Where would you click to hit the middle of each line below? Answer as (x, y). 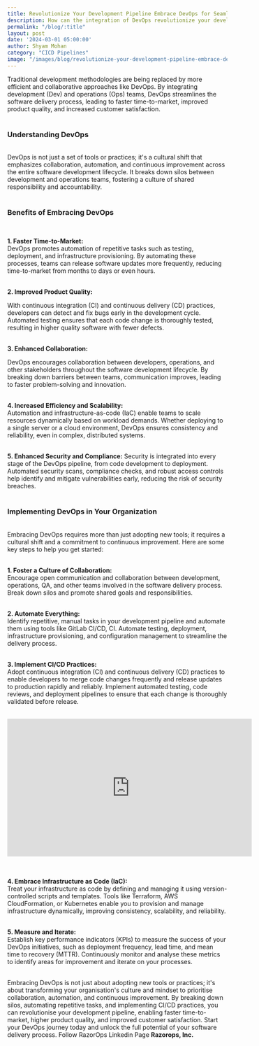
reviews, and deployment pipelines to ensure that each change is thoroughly (117, 694)
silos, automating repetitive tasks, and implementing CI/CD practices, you (113, 1005)
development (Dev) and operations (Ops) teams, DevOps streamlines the (112, 94)
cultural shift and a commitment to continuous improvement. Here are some (116, 542)
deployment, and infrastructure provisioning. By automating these (102, 256)
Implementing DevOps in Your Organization (82, 511)
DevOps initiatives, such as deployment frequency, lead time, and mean (110, 947)
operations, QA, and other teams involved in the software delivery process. (115, 585)
